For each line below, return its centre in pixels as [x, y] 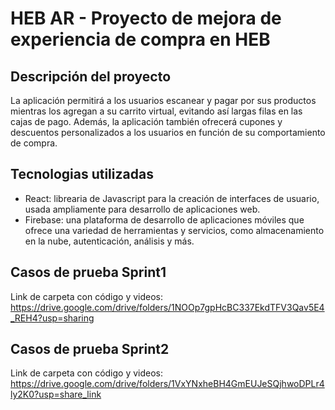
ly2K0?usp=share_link [56, 394]
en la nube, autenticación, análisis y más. [109, 241]
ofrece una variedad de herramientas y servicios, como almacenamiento [174, 230]
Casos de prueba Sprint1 [88, 272]
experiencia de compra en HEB [140, 39]
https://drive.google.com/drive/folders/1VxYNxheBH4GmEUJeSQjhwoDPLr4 [167, 384]
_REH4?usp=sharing [52, 318]
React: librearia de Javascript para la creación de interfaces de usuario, [172, 198]
